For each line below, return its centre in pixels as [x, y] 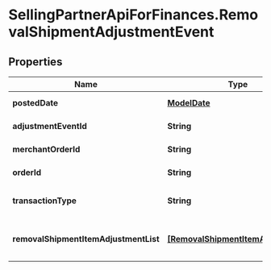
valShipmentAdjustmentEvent [111, 32]
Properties [35, 62]
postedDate [35, 103]
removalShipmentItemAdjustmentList [86, 239]
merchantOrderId [46, 149]
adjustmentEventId [50, 126]
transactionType [44, 201]
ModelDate [189, 103]
